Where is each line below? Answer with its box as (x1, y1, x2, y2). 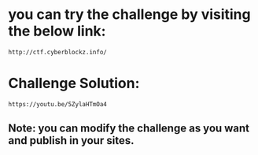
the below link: (8, 22, 106, 40)
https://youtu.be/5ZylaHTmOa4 (8, 100, 108, 108)
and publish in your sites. (8, 134, 135, 147)
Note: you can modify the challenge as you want (8, 122, 250, 135)
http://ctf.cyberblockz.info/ (8, 48, 108, 56)
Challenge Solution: (8, 75, 140, 92)
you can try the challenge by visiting (8, 6, 251, 24)
